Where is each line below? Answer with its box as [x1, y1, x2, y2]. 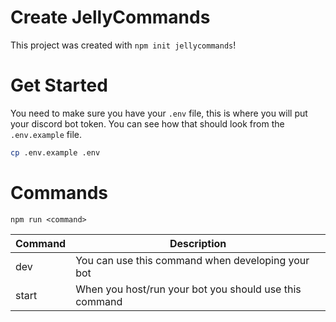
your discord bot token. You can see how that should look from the [10, 117, 285, 130]
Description [169, 236, 227, 250]
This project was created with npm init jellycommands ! [10, 39, 237, 51]
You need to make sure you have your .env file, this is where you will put [10, 107, 308, 119]
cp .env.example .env [10, 147, 101, 158]
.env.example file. [10, 128, 83, 140]
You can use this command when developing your [75, 253, 310, 267]
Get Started [10, 74, 108, 97]
